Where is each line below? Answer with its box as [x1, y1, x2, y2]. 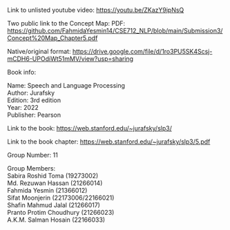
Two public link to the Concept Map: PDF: [7, 19, 126, 27]
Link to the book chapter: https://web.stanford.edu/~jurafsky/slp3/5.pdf [7, 137, 211, 146]
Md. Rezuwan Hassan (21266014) [7, 179, 103, 187]
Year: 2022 [7, 104, 39, 111]
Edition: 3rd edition [7, 96, 61, 104]
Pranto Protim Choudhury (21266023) [7, 209, 115, 216]
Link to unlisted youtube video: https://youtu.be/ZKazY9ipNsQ [7, 6, 184, 14]
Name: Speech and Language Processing [7, 82, 126, 89]
